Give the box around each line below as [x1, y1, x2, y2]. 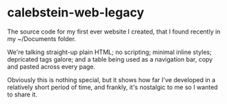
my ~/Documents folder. [7, 34, 77, 42]
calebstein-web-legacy [7, 5, 145, 21]
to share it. [7, 90, 38, 99]
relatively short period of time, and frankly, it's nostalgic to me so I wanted [7, 83, 219, 91]
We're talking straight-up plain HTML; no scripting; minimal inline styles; [7, 48, 212, 56]
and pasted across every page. [7, 62, 96, 70]
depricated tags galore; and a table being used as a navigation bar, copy [7, 55, 213, 63]
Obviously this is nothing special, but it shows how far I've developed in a [7, 75, 216, 83]
